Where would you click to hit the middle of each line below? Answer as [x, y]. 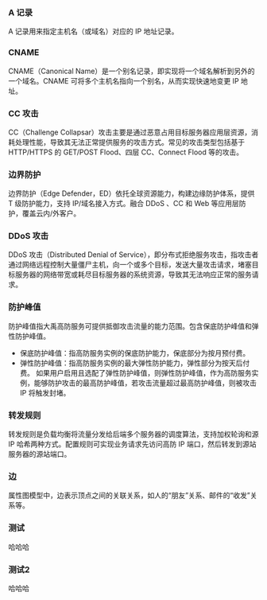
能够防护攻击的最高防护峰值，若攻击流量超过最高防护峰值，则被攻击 [145, 383]
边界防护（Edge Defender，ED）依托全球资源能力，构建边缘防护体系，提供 [132, 193]
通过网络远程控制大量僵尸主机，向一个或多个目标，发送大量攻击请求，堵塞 [130, 265]
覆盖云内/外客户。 [51, 213]
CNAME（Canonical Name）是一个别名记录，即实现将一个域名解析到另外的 [132, 71]
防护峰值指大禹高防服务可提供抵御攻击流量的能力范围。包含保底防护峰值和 [130, 326]
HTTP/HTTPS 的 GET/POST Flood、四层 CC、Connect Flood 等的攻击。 [126, 152]
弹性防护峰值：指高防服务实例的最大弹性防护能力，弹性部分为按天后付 [135, 363]
